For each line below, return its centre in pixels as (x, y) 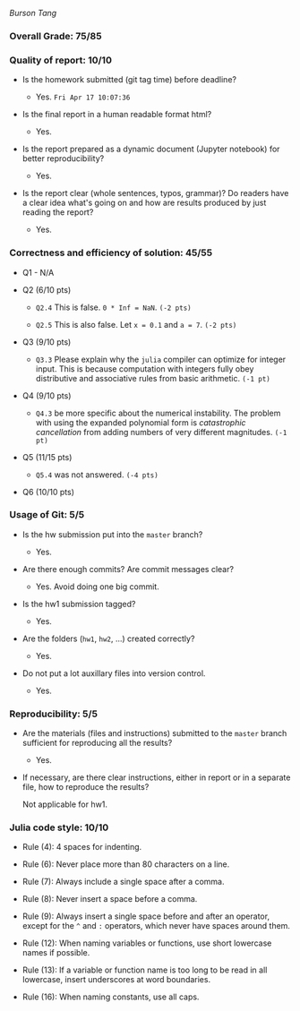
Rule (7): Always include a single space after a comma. (124, 882)
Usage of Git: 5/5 (47, 515)
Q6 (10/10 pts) (48, 492)
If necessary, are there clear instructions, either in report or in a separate (156, 777)
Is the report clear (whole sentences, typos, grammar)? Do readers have (155, 193)
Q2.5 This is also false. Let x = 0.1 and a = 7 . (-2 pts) (136, 324)
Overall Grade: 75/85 (56, 36)
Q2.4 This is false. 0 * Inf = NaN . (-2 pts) (114, 307)
